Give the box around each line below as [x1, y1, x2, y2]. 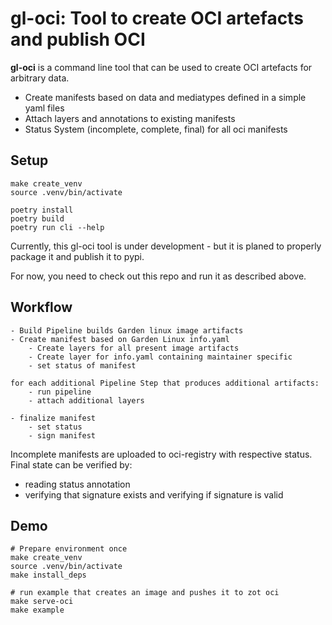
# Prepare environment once [10, 544, 128, 554]
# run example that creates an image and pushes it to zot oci [10, 588, 280, 598]
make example [10, 605, 65, 616]
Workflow [10, 299, 73, 316]
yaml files [24, 102, 65, 114]
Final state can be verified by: [10, 458, 133, 471]
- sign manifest [28, 430, 97, 441]
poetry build [10, 213, 65, 224]
